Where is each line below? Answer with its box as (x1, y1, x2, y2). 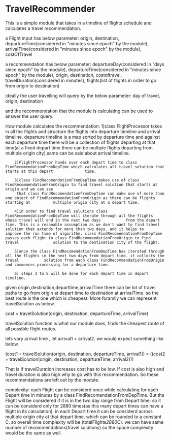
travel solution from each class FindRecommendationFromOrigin (5, 258, 165, 263)
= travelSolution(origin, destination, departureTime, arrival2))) (5, 356, 134, 362)
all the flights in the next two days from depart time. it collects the (5, 253, 165, 258)
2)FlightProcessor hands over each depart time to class (14, 160, 138, 165)
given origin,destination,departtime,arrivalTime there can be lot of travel (5, 284, 156, 290)
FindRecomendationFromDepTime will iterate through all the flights (5, 213, 153, 218)
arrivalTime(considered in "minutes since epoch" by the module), (5, 46, 142, 52)
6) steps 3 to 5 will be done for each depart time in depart (14, 271, 149, 276)
